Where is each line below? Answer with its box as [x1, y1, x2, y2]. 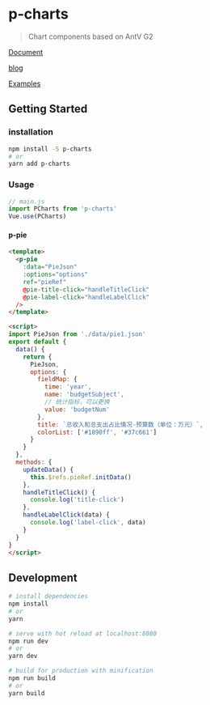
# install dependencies [8, 592, 89, 601]
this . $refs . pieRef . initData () [29, 473, 132, 482]
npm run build [8, 674, 57, 682]
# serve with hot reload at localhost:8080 [8, 629, 157, 638]
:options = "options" [23, 270, 89, 278]
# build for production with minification [8, 667, 153, 675]
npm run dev [8, 637, 48, 645]
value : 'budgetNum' [44, 406, 111, 414]
